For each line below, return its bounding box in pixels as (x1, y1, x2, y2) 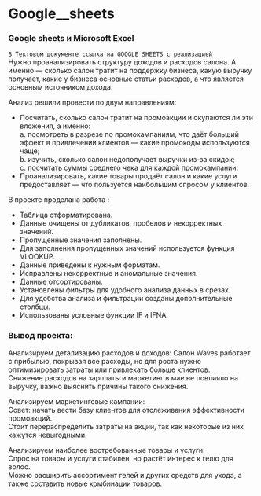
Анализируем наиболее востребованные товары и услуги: (8, 445, 206, 454)
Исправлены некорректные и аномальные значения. (19, 269, 198, 278)
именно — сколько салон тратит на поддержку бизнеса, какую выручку (8, 66, 252, 75)
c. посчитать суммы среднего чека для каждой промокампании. (19, 163, 239, 173)
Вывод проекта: (8, 330, 73, 341)
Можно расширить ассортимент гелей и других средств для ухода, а (8, 470, 242, 479)
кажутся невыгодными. (8, 430, 87, 439)
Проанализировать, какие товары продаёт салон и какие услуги (19, 171, 237, 181)
